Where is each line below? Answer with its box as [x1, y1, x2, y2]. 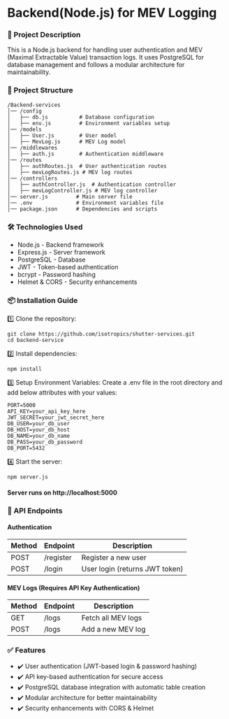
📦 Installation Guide [7, 296, 78, 305]
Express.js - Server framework [17, 248, 106, 257]
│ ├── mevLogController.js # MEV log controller [7, 187, 158, 194]
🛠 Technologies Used [7, 222, 83, 232]
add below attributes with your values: [7, 388, 117, 397]
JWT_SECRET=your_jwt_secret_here [7, 414, 105, 421]
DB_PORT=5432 [7, 445, 45, 452]
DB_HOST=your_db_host [7, 427, 71, 434]
